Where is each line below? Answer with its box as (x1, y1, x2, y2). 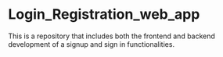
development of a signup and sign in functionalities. (8, 39, 174, 48)
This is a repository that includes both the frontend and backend (8, 31, 215, 41)
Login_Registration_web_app (8, 5, 200, 23)
